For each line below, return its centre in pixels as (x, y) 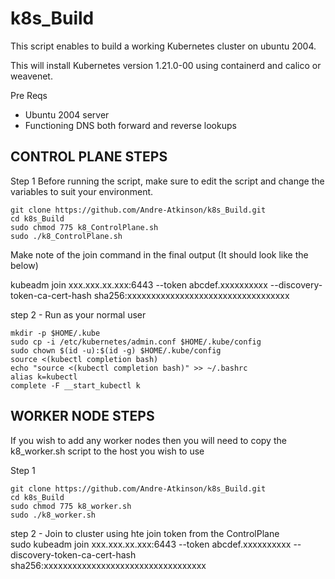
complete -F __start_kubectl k (75, 385)
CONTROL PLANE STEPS (89, 157)
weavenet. (31, 76)
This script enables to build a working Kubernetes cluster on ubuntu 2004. (163, 46)
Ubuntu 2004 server (67, 114)
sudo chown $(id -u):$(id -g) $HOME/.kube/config (116, 350)
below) (24, 265)
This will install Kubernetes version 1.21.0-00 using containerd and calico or (166, 65)
